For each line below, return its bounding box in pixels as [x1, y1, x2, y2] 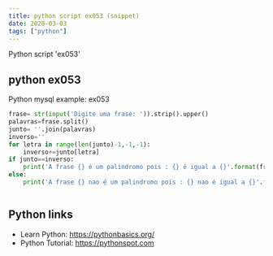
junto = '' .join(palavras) [8, 125, 96, 133]
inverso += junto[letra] [23, 148, 100, 156]
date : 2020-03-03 [8, 20, 67, 28]
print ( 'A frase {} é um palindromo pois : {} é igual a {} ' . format [23, 163, 256, 171]
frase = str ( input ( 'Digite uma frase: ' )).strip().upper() [8, 111, 209, 119]
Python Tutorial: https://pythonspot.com [19, 237, 154, 248]
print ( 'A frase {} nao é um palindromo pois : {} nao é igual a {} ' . [23, 178, 264, 187]
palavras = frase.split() [8, 118, 89, 126]
